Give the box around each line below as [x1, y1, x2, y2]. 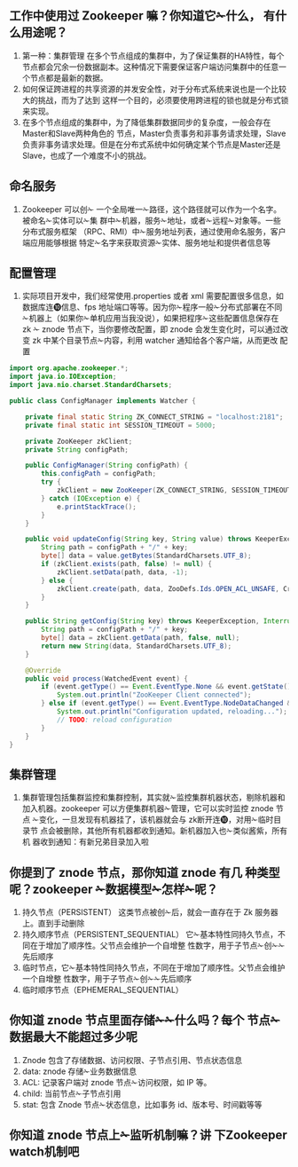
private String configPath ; [25, 445, 129, 454]
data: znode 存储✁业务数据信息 [21, 1066, 137, 1076]
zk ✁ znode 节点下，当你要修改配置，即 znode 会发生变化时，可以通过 [21, 324, 281, 335]
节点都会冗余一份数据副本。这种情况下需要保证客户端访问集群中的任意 [21, 61, 279, 72]
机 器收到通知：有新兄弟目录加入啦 [21, 837, 149, 848]
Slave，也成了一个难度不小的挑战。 [21, 150, 152, 161]
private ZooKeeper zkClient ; [25, 437, 133, 446]
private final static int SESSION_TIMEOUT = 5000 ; [25, 421, 216, 430]
